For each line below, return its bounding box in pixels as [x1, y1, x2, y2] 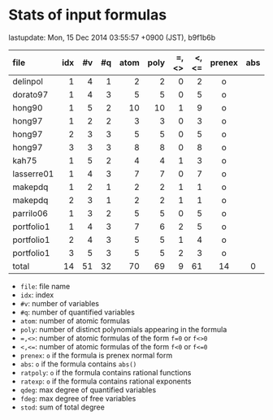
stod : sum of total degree [19, 402, 106, 412]
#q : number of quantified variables [19, 307, 136, 317]
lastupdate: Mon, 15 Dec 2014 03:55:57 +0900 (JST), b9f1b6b [8, 32, 216, 42]
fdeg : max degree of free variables [19, 393, 136, 403]
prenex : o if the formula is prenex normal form [19, 350, 173, 360]
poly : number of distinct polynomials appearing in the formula [19, 324, 227, 334]
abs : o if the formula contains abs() [19, 359, 137, 369]
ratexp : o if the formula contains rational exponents [19, 376, 192, 386]
